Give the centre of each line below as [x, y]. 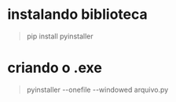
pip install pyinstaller [60, 36]
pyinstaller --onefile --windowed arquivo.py [97, 89]
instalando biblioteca [77, 15]
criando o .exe [55, 68]
